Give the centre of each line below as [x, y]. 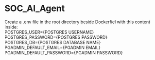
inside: [11, 27]
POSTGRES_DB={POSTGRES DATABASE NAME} [53, 42]
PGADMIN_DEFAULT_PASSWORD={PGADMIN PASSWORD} [64, 52]
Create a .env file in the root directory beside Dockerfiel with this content [77, 22]
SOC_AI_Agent [35, 8]
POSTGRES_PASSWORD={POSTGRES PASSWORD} [56, 37]
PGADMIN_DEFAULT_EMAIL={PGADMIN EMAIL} [52, 47]
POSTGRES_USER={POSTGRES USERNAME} [49, 32]
